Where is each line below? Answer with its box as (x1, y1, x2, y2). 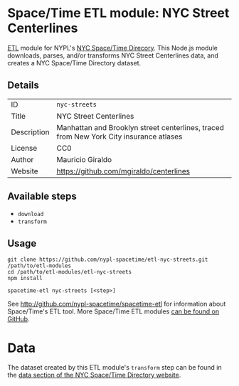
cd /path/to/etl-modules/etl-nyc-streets (7, 269, 132, 276)
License (11, 143, 38, 153)
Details (7, 80, 39, 92)
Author (11, 154, 34, 164)
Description (11, 127, 50, 136)
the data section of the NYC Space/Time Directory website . (7, 371, 181, 380)
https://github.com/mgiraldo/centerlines (56, 166, 191, 176)
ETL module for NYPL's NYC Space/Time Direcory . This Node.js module (7, 43, 218, 52)
